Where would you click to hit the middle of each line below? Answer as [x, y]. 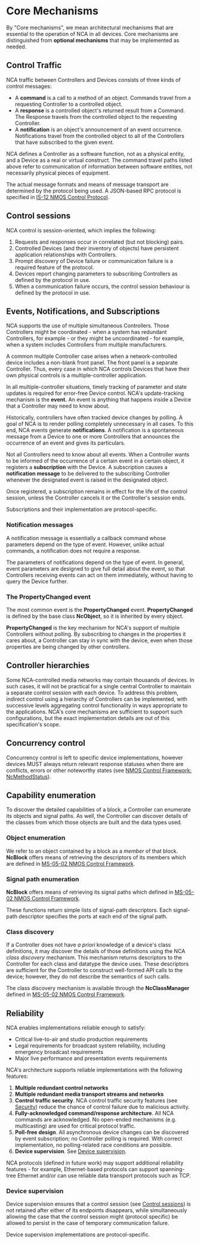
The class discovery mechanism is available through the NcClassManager [98, 988]
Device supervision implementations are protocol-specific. [78, 1234]
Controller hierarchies [48, 665]
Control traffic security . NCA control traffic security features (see [96, 1101]
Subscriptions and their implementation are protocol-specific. [82, 510]
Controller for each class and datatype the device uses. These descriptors [98, 964]
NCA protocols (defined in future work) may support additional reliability [95, 1163]
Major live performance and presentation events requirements [91, 1058]
